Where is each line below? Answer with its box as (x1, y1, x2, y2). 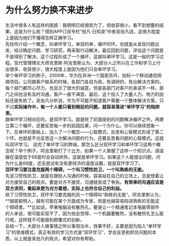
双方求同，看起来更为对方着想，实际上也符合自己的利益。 (5, 185, 124, 191)
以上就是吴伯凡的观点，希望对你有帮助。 (14, 235, 98, 241)
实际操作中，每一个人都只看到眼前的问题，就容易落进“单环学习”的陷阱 (14, 103, 160, 109)
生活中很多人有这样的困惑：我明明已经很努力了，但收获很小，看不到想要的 (5, 22, 159, 28)
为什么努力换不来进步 (5, 5, 94, 16)
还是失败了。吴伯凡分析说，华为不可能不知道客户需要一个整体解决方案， (9, 97, 159, 103)
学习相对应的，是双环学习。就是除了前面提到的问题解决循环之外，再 (18, 116, 159, 122)
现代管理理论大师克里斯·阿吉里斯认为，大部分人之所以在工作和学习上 (14, 60, 157, 66)
